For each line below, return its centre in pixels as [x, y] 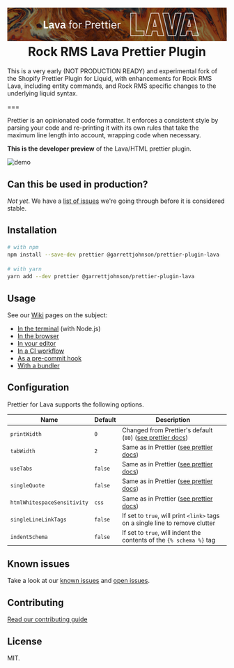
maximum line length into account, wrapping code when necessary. [104, 135]
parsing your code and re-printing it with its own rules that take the [103, 128]
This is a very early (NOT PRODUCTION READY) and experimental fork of [112, 71]
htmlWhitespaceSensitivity [49, 503]
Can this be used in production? [78, 184]
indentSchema [29, 537]
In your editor [37, 344]
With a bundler [39, 366]
